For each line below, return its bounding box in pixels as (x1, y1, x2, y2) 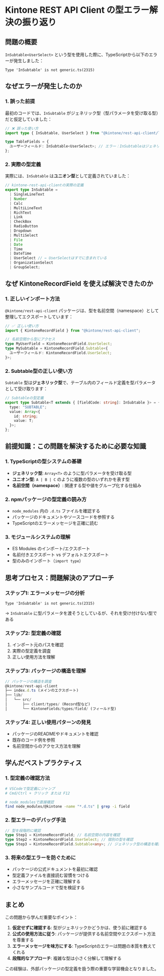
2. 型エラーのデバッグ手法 (5, 817, 66, 824)
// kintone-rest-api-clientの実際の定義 (5, 183, 84, 188)
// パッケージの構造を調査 (5, 679, 52, 684)
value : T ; (14, 418, 34, 423)
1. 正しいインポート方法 (5, 295, 60, 302)
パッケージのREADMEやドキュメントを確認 (12, 731, 99, 737)
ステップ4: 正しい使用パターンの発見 (5, 719, 91, 726)
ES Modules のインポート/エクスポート (12, 546, 90, 552)
